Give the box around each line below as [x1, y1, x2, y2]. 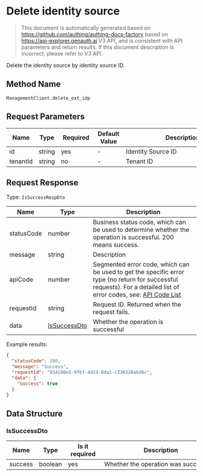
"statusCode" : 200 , [11, 358, 61, 364]
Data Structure [6, 408, 63, 419]
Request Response [6, 177, 79, 188]
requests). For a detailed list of [92, 283, 179, 291]
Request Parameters [6, 112, 85, 122]
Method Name [6, 79, 61, 89]
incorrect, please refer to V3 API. [21, 50, 103, 57]
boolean [39, 460, 62, 469]
